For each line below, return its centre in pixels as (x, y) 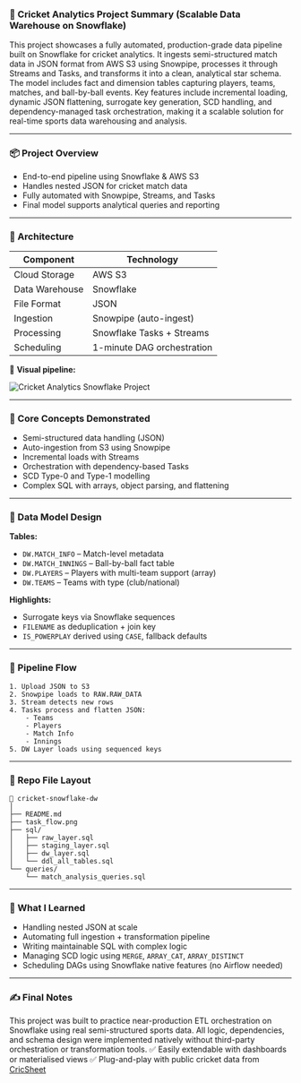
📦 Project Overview (54, 153)
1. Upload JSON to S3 (50, 686)
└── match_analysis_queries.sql (86, 877)
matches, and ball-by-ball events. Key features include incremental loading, (149, 92)
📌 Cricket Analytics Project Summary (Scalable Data (125, 14)
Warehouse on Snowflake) (68, 25)
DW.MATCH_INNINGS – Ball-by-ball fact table (98, 563)
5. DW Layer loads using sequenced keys (86, 749)
